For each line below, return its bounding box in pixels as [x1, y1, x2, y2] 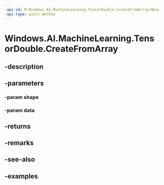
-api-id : [4, 7, 23, 12]
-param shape [4, 94, 39, 101]
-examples [4, 172, 38, 180]
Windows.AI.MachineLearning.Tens [4, 33, 155, 44]
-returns [4, 122, 31, 130]
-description [4, 63, 44, 71]
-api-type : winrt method [4, 12, 55, 17]
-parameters [4, 79, 44, 88]
